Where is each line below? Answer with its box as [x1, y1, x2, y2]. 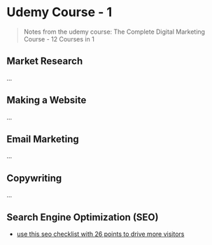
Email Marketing [6, 133, 80, 145]
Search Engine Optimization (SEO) [6, 211, 159, 223]
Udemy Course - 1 [6, 4, 113, 20]
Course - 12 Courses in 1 [23, 34, 95, 43]
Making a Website [6, 94, 87, 106]
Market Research [6, 55, 83, 67]
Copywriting [6, 172, 62, 184]
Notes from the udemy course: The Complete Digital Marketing [23, 27, 206, 36]
